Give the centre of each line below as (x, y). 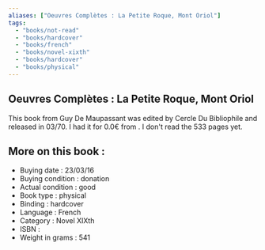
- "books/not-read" (47, 30)
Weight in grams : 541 (55, 237)
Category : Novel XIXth (57, 221)
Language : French (50, 212)
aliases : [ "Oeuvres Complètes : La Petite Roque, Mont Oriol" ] (115, 15)
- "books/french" (44, 45)
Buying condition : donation (64, 179)
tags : (17, 23)
